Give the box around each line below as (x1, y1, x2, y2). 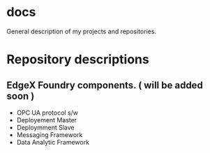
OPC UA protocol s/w (16, 108, 78, 117)
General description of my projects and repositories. (6, 27, 157, 35)
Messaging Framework (16, 130, 83, 139)
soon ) (6, 90, 35, 102)
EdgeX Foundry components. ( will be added (6, 79, 203, 91)
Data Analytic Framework (16, 138, 90, 146)
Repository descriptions (6, 51, 149, 67)
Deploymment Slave (16, 123, 75, 131)
